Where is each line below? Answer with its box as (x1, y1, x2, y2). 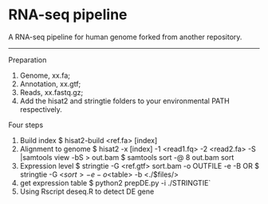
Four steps (8, 120, 44, 130)
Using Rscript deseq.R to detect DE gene (19, 186, 155, 196)
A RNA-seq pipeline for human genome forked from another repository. (8, 32, 242, 42)
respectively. (19, 104, 62, 114)
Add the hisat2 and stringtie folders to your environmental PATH (19, 96, 230, 106)
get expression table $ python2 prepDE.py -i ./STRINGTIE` (19, 178, 211, 187)
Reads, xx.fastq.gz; (19, 87, 84, 97)
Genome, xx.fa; (19, 70, 70, 80)
